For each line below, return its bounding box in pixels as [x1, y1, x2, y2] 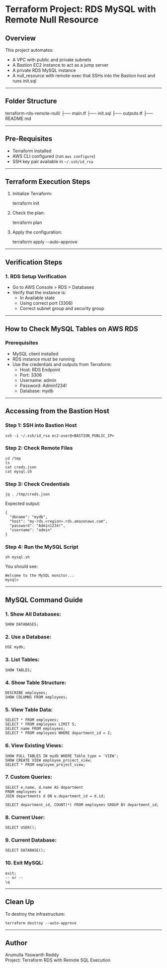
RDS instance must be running [12, 356, 75, 362]
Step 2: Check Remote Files [5, 445, 73, 452]
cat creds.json [5, 465, 37, 470]
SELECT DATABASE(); [5, 848, 46, 853]
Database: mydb [19, 387, 54, 394]
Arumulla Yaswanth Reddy [5, 952, 59, 958]
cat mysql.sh [5, 469, 32, 474]
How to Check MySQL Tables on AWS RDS [5, 325, 138, 333]
